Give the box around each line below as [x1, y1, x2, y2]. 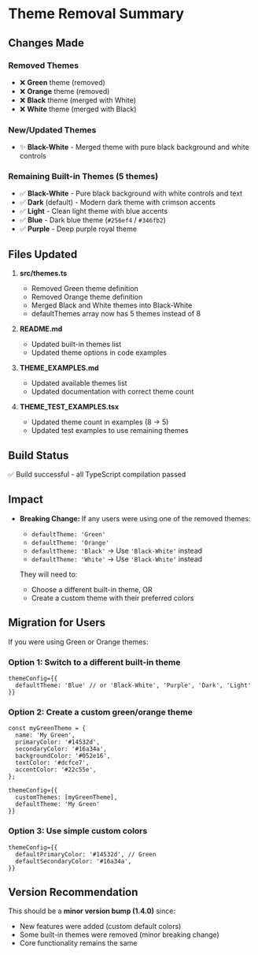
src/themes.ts [19, 269, 68, 278]
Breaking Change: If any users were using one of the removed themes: [19, 513, 251, 523]
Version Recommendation [8, 886, 138, 899]
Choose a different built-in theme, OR [31, 584, 153, 594]
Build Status [8, 449, 69, 462]
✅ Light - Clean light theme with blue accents [19, 207, 168, 216]
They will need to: [19, 569, 78, 579]
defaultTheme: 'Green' [31, 530, 106, 539]
